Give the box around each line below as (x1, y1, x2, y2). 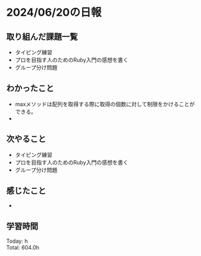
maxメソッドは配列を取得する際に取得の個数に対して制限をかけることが (14, 100, 195, 108)
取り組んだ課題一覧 (6, 31, 78, 42)
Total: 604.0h (6, 244, 40, 251)
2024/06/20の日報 (6, 5, 101, 19)
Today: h (6, 237, 28, 245)
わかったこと (6, 83, 54, 94)
